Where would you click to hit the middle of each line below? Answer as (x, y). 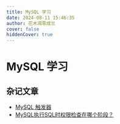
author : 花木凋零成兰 (31, 23)
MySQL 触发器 (33, 107)
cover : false (23, 29)
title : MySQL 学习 (29, 12)
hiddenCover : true (30, 35)
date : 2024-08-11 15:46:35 (41, 18)
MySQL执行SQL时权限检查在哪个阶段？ (64, 115)
